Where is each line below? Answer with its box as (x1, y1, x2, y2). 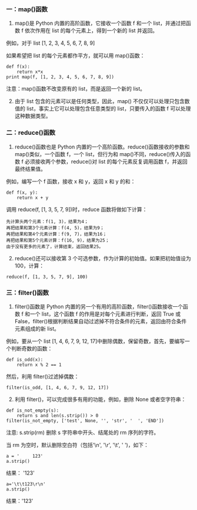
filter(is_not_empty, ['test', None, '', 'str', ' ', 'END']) (6, 418, 165, 423)
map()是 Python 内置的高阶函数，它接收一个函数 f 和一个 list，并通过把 (14, 19, 186, 27)
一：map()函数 (6, 5, 48, 13)
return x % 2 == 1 (16, 362, 62, 367)
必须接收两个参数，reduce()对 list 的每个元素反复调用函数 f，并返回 (24, 158, 188, 165)
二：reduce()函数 (6, 128, 56, 137)
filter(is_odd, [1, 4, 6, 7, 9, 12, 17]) (6, 385, 109, 390)
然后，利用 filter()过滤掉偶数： (6, 373, 79, 380)
